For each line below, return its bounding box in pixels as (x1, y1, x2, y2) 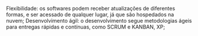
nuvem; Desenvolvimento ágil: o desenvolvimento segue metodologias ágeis (6, 17, 192, 24)
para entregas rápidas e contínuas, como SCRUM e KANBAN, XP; (6, 23, 165, 30)
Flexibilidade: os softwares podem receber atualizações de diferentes (6, 5, 176, 12)
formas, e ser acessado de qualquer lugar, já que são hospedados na (6, 11, 174, 18)
